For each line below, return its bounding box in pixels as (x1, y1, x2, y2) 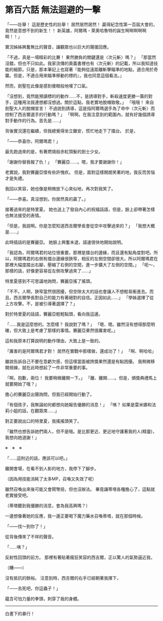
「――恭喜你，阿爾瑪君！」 (5, 138, 61, 144)
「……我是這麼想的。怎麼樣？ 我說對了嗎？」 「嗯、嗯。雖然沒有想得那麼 (5, 321, 151, 327)
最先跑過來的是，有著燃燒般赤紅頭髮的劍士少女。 (5, 148, 103, 154)
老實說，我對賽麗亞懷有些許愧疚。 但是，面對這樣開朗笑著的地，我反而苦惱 (5, 169, 155, 175)
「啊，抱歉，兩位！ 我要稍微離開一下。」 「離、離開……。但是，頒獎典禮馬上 (5, 375, 158, 381)
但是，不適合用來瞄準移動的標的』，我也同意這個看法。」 (13, 73, 124, 78)
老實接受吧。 (5, 492, 31, 498)
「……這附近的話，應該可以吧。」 (5, 455, 70, 461)
